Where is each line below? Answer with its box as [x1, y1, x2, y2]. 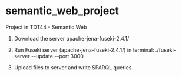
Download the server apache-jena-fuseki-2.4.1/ [14, 35, 130, 42]
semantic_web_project [5, 4, 119, 18]
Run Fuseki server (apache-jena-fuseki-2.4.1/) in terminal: [14, 46, 154, 53]
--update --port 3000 [31, 52, 84, 59]
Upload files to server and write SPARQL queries [14, 63, 132, 71]
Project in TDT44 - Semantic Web [5, 24, 87, 31]
